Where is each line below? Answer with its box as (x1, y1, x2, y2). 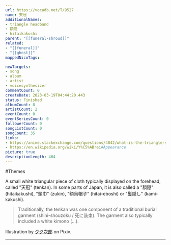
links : (5, 135, 19, 140)
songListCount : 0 (5, 126, 42, 131)
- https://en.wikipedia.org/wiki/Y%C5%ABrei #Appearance (5, 145, 126, 150)
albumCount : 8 (5, 102, 36, 107)
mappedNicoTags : (5, 55, 40, 60)
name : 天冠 (5, 12, 27, 17)
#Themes (5, 168, 25, 174)
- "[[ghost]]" (5, 50, 36, 55)
